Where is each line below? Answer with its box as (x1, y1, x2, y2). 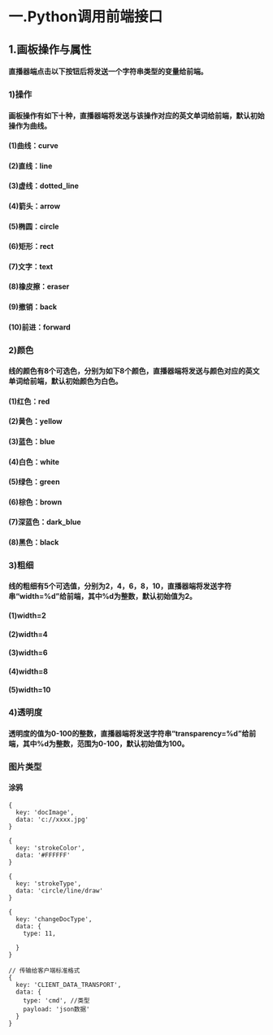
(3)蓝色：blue (8, 436, 55, 446)
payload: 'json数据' (23, 1006, 90, 1014)
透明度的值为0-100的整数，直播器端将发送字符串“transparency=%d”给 (8, 728, 249, 738)
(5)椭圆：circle (8, 221, 59, 231)
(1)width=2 (8, 611, 46, 620)
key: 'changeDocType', (15, 915, 93, 924)
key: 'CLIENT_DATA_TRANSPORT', (15, 981, 122, 989)
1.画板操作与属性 (8, 42, 92, 56)
